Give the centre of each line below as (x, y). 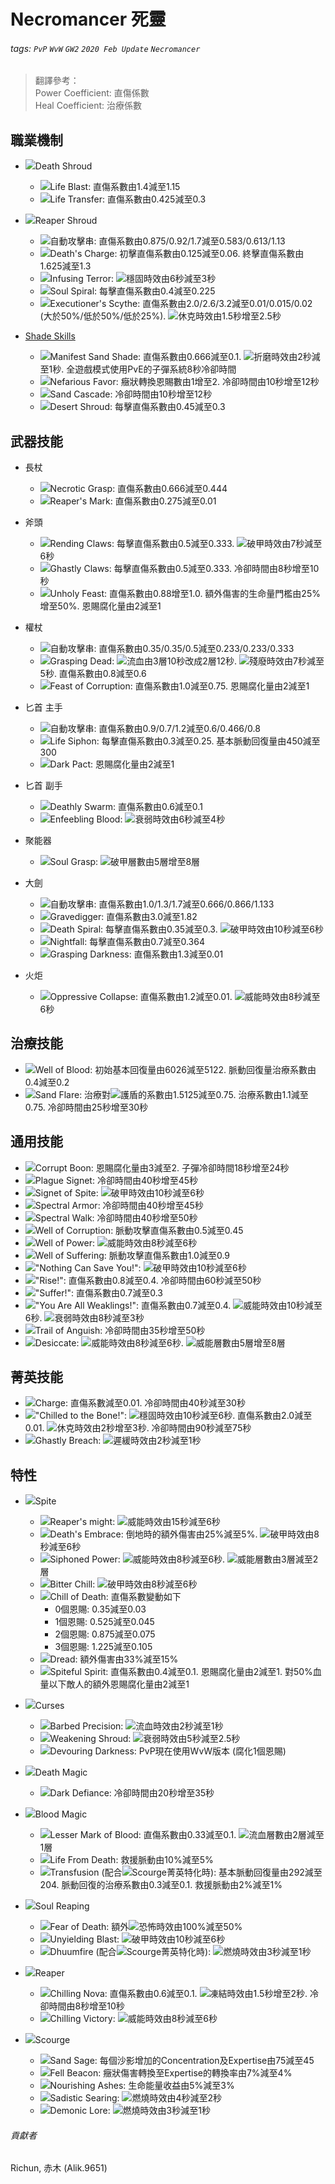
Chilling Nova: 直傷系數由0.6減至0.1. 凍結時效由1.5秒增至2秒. (178, 1994)
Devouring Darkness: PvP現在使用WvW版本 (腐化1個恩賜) (168, 1751)
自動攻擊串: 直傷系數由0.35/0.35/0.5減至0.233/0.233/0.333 (172, 649)
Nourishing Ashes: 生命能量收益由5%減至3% (142, 2086)
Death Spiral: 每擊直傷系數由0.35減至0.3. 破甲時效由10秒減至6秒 (186, 929)
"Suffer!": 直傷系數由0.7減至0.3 (98, 1292)
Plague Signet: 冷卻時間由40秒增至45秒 (116, 1180)
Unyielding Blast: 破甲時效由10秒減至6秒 (137, 1939)
